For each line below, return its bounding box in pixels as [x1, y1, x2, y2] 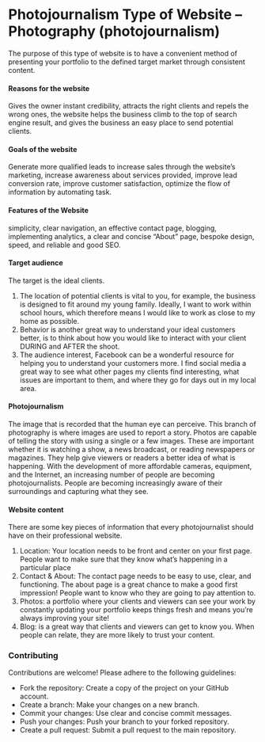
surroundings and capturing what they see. [8, 486, 149, 496]
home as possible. [19, 316, 80, 325]
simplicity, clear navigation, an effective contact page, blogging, [8, 223, 218, 233]
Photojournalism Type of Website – [8, 6, 243, 24]
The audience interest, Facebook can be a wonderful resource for [19, 350, 235, 360]
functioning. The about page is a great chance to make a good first [19, 580, 238, 589]
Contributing [8, 650, 59, 661]
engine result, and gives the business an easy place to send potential [8, 118, 233, 127]
